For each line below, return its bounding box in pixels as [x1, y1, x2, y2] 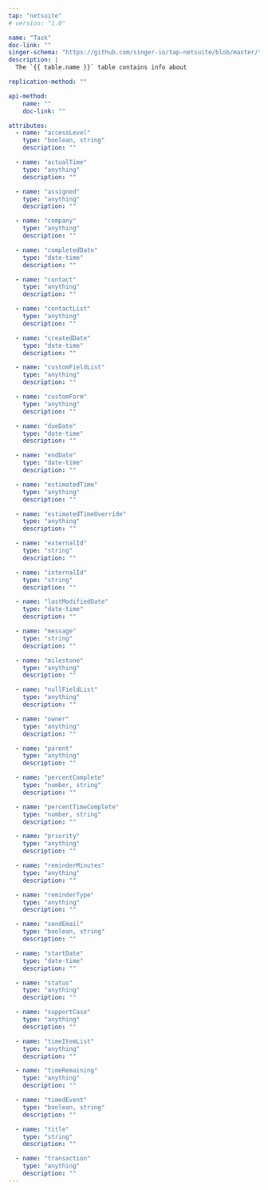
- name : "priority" [15, 833, 81, 841]
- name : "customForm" [15, 393, 88, 401]
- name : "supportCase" [15, 1008, 91, 1016]
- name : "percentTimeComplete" [15, 803, 120, 811]
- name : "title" [15, 1125, 69, 1133]
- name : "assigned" [15, 187, 81, 196]
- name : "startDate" [15, 949, 84, 957]
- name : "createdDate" [15, 333, 91, 342]
